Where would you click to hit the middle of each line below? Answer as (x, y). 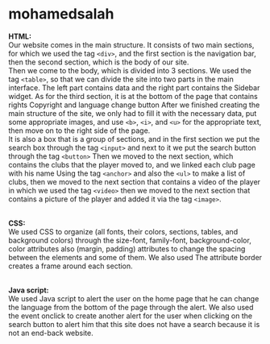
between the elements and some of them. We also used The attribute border (135, 257)
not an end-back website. (51, 333)
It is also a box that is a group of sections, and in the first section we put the (134, 139)
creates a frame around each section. (71, 266)
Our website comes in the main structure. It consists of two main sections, (131, 44)
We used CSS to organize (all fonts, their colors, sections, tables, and (123, 231)
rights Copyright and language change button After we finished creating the (134, 105)
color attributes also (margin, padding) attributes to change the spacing (127, 249)
